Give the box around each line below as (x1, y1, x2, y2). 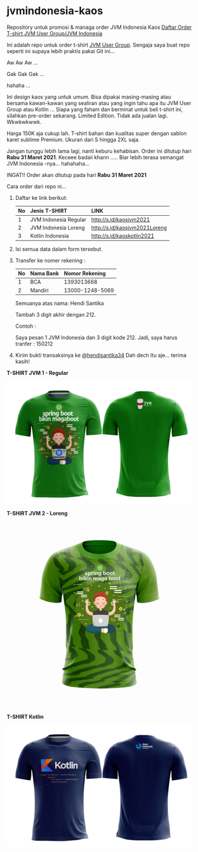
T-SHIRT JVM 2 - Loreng (6, 509, 68, 517)
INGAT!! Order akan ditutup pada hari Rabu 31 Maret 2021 (6, 171, 147, 178)
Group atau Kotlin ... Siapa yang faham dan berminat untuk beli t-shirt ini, (6, 106, 183, 113)
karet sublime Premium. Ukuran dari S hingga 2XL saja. (6, 136, 140, 143)
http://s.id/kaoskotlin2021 (91, 232, 155, 239)
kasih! (15, 358, 30, 365)
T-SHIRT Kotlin (6, 713, 44, 720)
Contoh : (15, 323, 36, 330)
